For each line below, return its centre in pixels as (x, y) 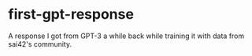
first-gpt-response (71, 14)
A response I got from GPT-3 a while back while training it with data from (126, 36)
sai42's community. (40, 44)
